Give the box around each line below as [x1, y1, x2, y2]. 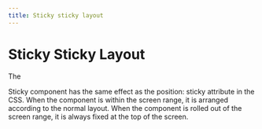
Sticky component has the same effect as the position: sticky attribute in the [8, 87, 255, 96]
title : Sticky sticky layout [8, 11, 104, 20]
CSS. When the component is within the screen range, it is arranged [8, 95, 229, 105]
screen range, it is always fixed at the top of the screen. [8, 112, 189, 121]
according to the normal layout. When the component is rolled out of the [8, 103, 242, 112]
